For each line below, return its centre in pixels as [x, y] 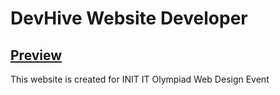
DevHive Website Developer [129, 18]
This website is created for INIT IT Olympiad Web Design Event [140, 79]
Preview [36, 55]
